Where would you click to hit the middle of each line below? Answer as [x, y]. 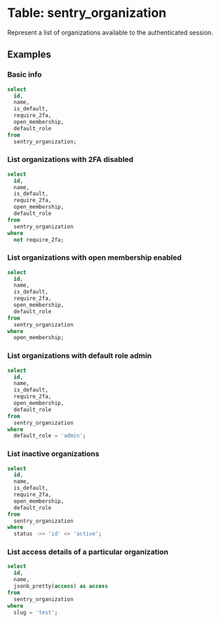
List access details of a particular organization [88, 552]
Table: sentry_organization [87, 13]
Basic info [25, 75]
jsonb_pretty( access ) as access [61, 586]
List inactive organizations [53, 454]
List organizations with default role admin [80, 355]
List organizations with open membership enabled [95, 258]
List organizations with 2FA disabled [71, 160]
